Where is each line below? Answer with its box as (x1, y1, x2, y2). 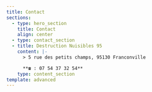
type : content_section (17, 71, 75, 77)
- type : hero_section (12, 20, 67, 26)
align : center (17, 32, 53, 38)
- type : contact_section (12, 37, 75, 43)
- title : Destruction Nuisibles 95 (12, 43, 103, 49)
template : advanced (6, 77, 56, 83)
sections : (6, 15, 32, 21)
